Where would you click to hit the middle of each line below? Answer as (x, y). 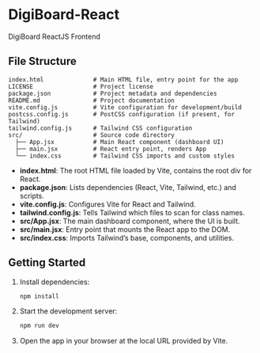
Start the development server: (68, 311)
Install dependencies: (55, 282)
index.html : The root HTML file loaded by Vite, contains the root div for (136, 170)
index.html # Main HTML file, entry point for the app (123, 80)
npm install (39, 296)
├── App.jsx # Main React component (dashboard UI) (120, 142)
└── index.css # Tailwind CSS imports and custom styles (125, 156)
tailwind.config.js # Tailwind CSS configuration (100, 128)
